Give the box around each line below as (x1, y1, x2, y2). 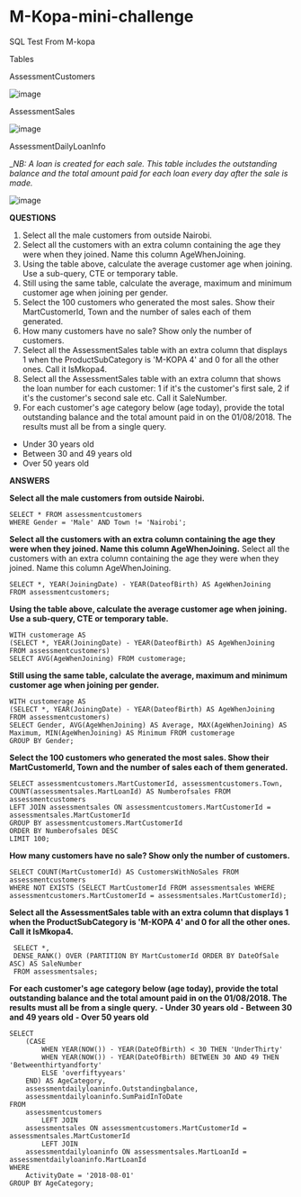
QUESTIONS (9, 212, 57, 222)
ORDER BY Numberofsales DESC (9, 826, 119, 835)
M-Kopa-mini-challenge (9, 6, 194, 27)
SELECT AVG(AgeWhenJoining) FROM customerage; (9, 654, 187, 663)
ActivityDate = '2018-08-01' (25, 1171, 135, 1180)
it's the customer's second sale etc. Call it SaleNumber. (22, 392, 227, 403)
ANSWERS (9, 475, 50, 485)
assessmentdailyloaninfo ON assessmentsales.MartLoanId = (25, 1147, 247, 1156)
